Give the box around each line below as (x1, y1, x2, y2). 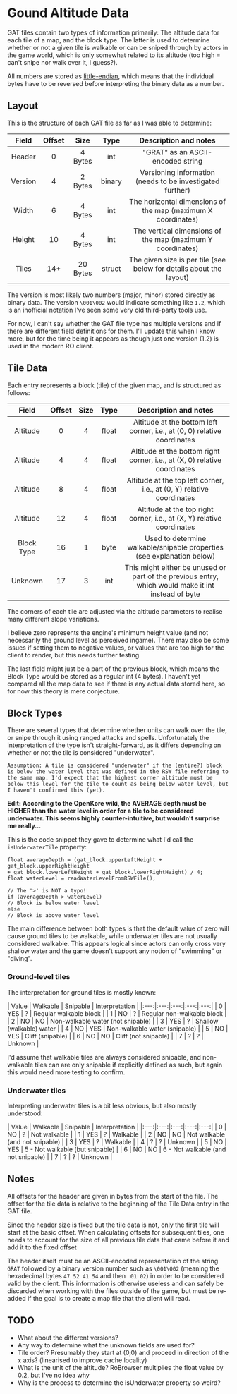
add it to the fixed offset (7, 1243, 78, 1251)
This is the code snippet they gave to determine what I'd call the (7, 835, 194, 844)
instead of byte (150, 589, 201, 599)
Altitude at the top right (137, 504, 214, 514)
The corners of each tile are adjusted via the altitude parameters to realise (7, 607, 223, 615)
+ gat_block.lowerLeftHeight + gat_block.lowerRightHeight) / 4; (7, 869, 203, 876)
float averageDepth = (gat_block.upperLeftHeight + (7, 856, 162, 863)
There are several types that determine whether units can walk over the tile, (7, 726, 227, 734)
